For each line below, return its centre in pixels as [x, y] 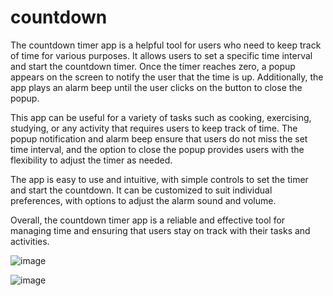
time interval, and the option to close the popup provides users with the [157, 149]
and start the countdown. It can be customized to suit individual [141, 190]
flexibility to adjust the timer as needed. [91, 160]
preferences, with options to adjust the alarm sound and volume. [143, 200]
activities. [30, 241]
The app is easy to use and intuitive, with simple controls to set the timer [159, 179]
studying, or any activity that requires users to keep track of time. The [154, 128]
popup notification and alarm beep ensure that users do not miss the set [159, 138]
